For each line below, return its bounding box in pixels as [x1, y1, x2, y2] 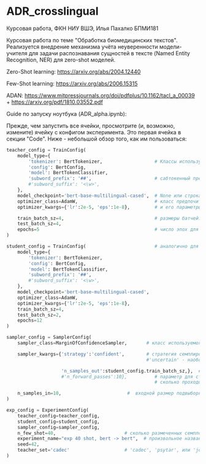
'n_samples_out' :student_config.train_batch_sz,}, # [61, 368, 202, 374]
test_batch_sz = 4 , [17, 221, 62, 227]
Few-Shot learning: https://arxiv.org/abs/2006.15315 [6, 80, 138, 87]
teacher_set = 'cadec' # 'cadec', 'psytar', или [17, 447, 191, 454]
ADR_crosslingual [6, 4, 99, 18]
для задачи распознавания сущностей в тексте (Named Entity [28, 49, 190, 56]
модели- [159, 43, 182, 50]
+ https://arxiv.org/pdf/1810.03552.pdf [6, 98, 103, 106]
